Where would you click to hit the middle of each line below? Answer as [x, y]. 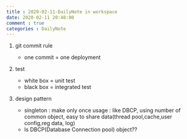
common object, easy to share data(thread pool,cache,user [98, 117]
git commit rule [34, 46]
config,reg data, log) [50, 123]
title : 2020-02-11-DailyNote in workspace [62, 12]
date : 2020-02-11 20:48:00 [40, 17]
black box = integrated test [58, 87]
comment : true [25, 23]
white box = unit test [50, 81]
